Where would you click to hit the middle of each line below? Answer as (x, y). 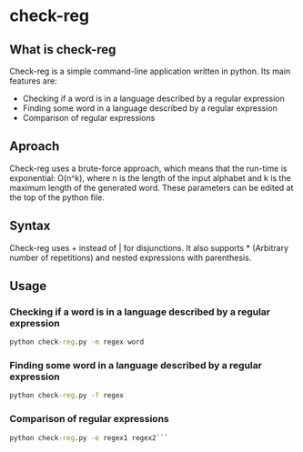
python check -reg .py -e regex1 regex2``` (89, 437)
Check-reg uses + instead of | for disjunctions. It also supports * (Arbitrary (149, 247)
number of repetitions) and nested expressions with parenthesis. (131, 257)
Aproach (35, 146)
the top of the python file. (57, 197)
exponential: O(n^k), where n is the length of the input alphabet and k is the (150, 177)
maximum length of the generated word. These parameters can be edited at (151, 187)
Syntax (30, 226)
